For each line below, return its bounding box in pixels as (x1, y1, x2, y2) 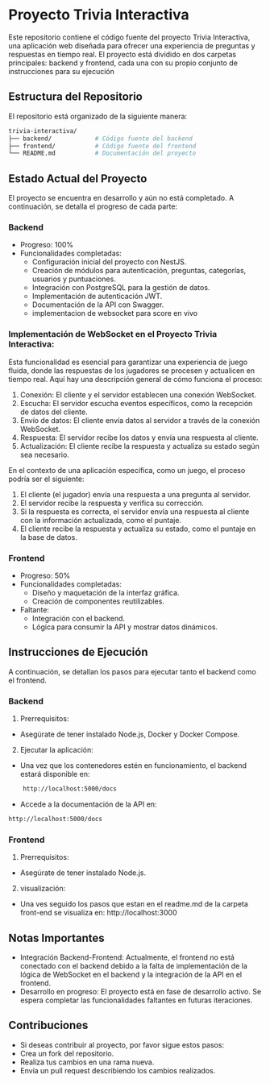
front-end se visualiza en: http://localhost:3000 (19, 908, 177, 918)
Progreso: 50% (19, 571, 71, 580)
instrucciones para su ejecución (8, 66, 115, 76)
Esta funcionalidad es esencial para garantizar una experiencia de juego (8, 357, 248, 367)
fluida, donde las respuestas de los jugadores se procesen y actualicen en (8, 365, 255, 376)
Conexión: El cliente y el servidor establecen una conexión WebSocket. (19, 389, 256, 400)
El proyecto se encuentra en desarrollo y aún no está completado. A (8, 193, 235, 203)
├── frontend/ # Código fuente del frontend (8, 142, 197, 150)
